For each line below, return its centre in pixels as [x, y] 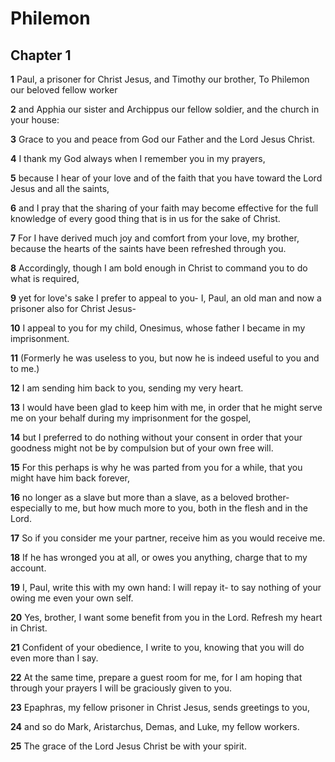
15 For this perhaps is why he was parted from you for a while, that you [156, 467]
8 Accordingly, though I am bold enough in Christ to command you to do [159, 268]
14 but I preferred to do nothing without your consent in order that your [156, 437]
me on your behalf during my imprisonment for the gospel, [131, 418]
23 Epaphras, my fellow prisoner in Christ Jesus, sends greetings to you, [160, 707]
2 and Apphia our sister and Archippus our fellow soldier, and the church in [165, 109]
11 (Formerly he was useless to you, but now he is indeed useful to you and [165, 358]
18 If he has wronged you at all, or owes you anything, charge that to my [159, 557]
